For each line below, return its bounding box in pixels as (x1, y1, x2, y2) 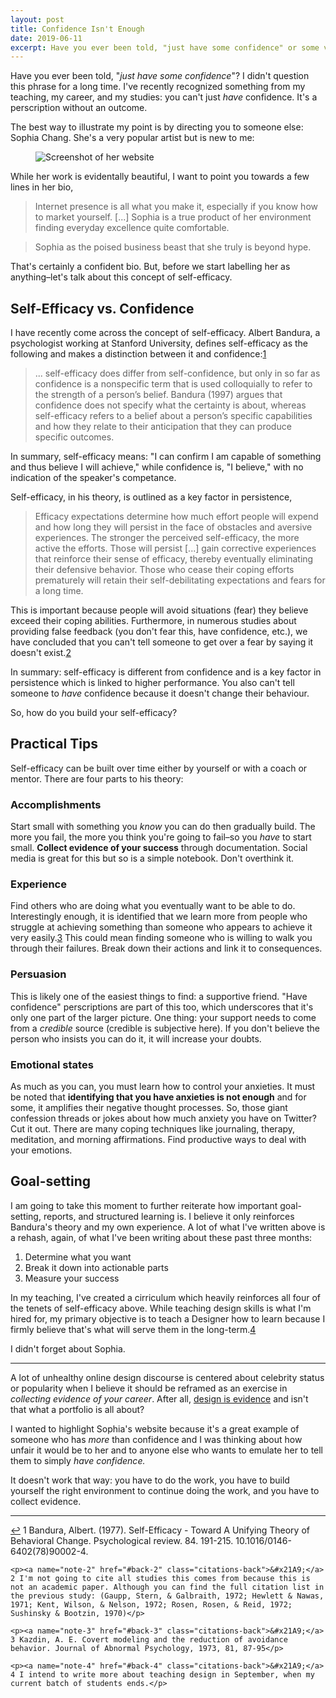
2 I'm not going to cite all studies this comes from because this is (10, 1573, 311, 1583)
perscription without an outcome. (10, 102, 148, 114)
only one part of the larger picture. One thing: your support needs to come (10, 1011, 317, 1023)
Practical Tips (10, 736, 98, 753)
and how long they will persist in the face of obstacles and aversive (34, 521, 313, 533)
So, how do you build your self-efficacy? (10, 707, 178, 719)
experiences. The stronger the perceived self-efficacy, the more (34, 532, 300, 544)
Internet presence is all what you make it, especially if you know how (34, 201, 318, 213)
